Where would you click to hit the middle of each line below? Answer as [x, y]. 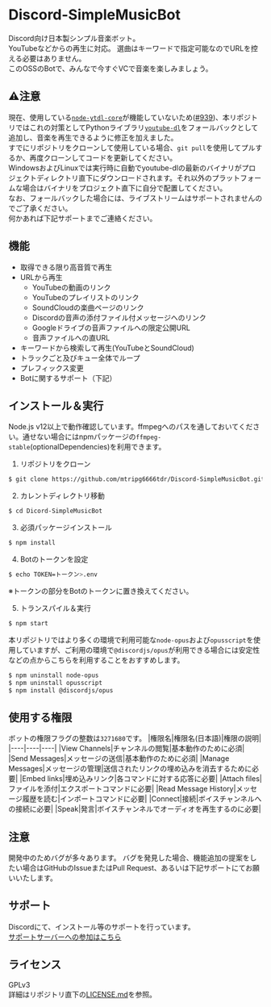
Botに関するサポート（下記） [68, 378]
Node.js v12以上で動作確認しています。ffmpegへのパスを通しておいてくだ [131, 427]
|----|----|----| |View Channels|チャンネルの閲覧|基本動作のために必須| [127, 749]
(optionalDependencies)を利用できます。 [98, 447]
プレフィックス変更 [52, 368]
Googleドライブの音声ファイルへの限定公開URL [111, 328]
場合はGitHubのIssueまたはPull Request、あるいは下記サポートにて [134, 868]
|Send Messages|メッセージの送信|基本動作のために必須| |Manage [119, 758]
